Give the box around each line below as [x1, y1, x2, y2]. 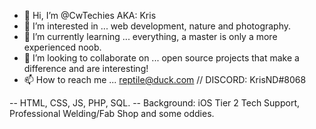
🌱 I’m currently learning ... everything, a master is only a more [23, 31, 278, 42]
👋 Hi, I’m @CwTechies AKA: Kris [23, 10, 157, 21]
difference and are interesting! [23, 63, 149, 74]
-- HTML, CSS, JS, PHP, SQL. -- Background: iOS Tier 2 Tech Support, [9, 97, 301, 109]
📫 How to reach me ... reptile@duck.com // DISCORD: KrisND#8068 [23, 74, 307, 85]
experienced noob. [23, 41, 102, 53]
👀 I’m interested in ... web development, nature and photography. [23, 20, 292, 32]
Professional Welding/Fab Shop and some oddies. [9, 108, 215, 119]
